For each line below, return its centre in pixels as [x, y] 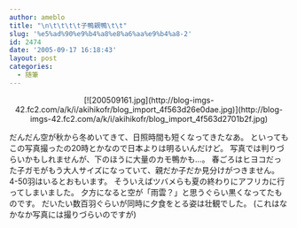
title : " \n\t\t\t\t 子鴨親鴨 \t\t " [68, 26]
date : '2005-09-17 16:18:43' [63, 50]
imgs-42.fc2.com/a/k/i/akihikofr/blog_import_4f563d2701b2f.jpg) [149, 118]
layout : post [33, 58]
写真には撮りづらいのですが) [85, 214]
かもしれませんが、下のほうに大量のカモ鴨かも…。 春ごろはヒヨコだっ [153, 159]
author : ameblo [37, 17]
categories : [31, 67]
